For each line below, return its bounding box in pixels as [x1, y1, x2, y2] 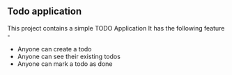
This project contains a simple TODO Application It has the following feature [7, 24, 225, 32]
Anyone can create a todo [17, 44, 92, 53]
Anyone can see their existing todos [17, 52, 121, 60]
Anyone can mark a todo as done [17, 59, 113, 68]
